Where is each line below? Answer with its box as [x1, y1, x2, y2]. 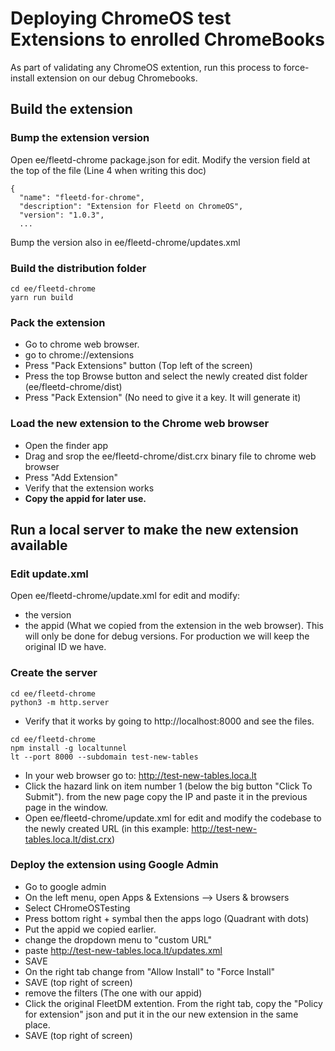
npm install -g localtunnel [10, 743, 128, 753]
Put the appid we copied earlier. [24, 923, 157, 935]
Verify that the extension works [24, 482, 155, 494]
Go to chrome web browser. [24, 338, 140, 351]
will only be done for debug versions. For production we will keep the [24, 630, 310, 642]
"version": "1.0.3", [19, 210, 105, 220]
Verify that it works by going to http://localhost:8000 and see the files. [24, 715, 315, 727]
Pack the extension [10, 315, 106, 329]
